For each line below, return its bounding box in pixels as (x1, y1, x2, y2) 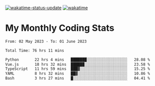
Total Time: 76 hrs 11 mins (5, 48, 65, 53)
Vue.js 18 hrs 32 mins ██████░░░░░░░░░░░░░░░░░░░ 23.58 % (5, 62, 150, 67)
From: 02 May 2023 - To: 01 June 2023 (5, 39, 87, 44)
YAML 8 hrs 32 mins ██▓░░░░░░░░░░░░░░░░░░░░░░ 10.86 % (5, 71, 150, 76)
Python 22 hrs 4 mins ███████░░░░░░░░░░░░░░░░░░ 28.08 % (5, 57, 150, 62)
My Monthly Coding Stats (5, 23, 115, 34)
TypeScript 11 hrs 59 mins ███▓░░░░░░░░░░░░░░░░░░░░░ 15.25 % (5, 66, 150, 71)
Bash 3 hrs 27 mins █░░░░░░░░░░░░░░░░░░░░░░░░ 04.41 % (5, 76, 150, 81)
